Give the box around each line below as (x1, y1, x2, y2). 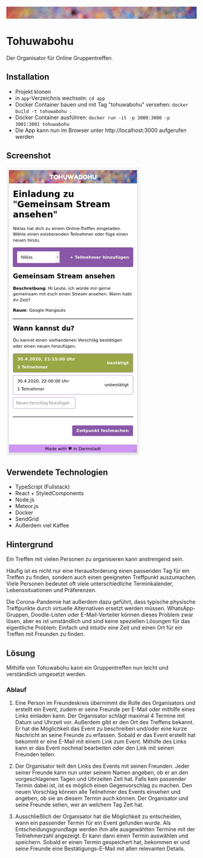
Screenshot (6, 151, 51, 161)
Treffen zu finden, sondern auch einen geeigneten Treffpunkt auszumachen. (6, 573, 197, 581)
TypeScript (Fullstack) (14, 483, 71, 490)
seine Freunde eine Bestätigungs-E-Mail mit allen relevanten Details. (14, 845, 185, 853)
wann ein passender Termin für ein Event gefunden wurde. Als (14, 819, 171, 827)
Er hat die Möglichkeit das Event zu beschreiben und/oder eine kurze (14, 725, 187, 733)
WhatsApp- (167, 605, 196, 612)
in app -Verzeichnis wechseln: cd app (14, 94, 106, 102)
